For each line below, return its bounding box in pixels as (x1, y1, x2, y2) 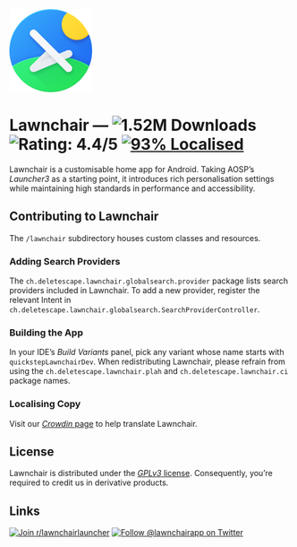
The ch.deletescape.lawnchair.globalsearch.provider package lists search (9, 275, 289, 286)
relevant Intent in (9, 295, 72, 306)
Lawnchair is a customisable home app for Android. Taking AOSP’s (9, 163, 255, 174)
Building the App (9, 326, 83, 339)
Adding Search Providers (9, 255, 121, 267)
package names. (9, 376, 71, 386)
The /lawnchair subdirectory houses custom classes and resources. (9, 232, 261, 243)
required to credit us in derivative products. (9, 477, 169, 488)
